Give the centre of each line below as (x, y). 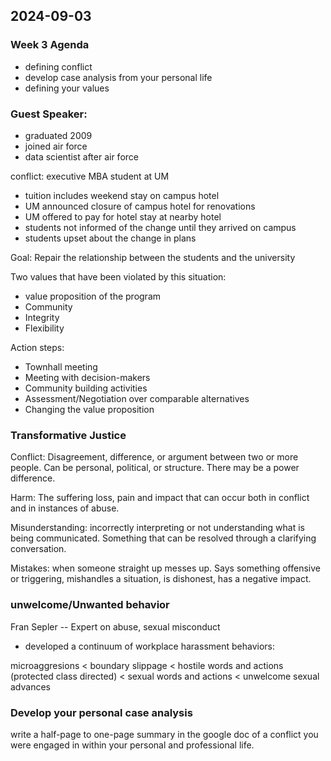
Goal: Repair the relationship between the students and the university (153, 257)
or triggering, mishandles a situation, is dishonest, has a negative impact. (161, 579)
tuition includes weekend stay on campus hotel (122, 195)
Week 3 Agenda (50, 45)
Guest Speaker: (49, 114)
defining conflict (58, 66)
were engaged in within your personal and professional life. (132, 745)
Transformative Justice (68, 435)
